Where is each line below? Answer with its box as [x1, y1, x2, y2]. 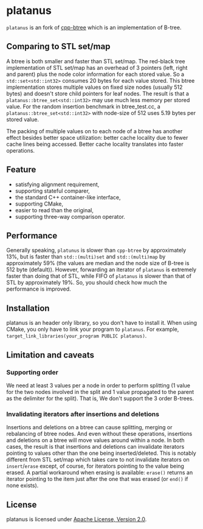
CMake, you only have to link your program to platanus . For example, [6, 326, 179, 333]
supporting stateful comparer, [15, 187, 90, 195]
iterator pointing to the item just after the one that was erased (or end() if [6, 475, 188, 483]
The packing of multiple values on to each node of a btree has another [6, 127, 183, 134]
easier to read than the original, [15, 206, 94, 213]
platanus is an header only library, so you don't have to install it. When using [6, 319, 198, 327]
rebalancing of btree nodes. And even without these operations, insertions [6, 430, 193, 438]
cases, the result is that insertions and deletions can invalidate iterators [6, 443, 185, 451]
